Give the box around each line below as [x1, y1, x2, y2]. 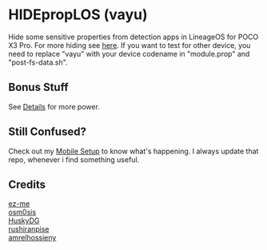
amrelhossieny [8, 233, 57, 243]
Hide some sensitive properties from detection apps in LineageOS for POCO [8, 32, 259, 42]
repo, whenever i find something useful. [8, 154, 140, 165]
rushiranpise [8, 224, 50, 234]
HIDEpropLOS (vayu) [8, 6, 148, 24]
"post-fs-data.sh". [8, 58, 68, 67]
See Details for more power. [8, 101, 100, 111]
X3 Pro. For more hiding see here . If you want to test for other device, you [8, 40, 251, 50]
